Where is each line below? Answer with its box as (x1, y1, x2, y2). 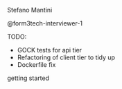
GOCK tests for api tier (17, 46, 82, 54)
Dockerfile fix (17, 61, 56, 68)
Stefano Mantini (7, 6, 53, 14)
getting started (7, 74, 50, 82)
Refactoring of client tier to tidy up (17, 53, 116, 61)
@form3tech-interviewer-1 (7, 19, 83, 27)
